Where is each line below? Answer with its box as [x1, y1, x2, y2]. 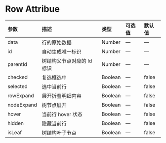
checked [7, 74, 28, 81]
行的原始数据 [41, 39, 72, 46]
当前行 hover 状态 [41, 111, 83, 117]
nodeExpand [7, 101, 37, 108]
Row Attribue [5, 3, 60, 15]
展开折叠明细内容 [41, 92, 82, 99]
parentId [7, 60, 27, 67]
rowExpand [7, 92, 34, 99]
